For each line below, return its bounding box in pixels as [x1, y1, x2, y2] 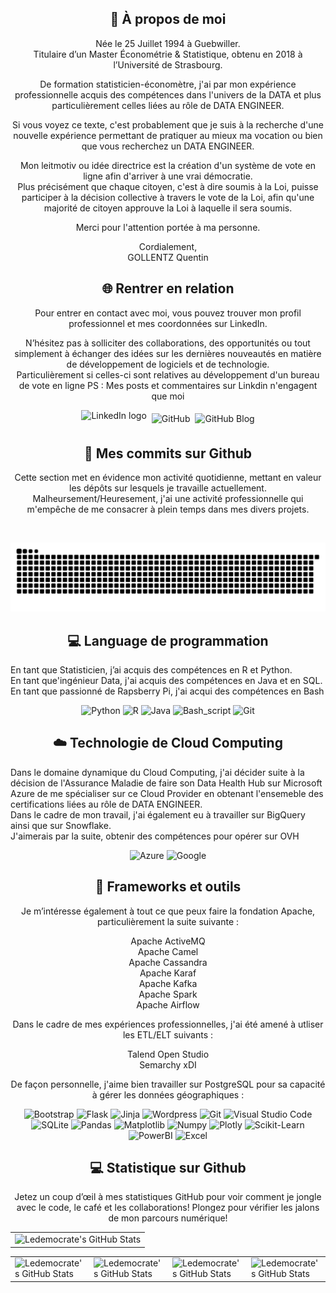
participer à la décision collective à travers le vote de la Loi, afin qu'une [21, 191, 315, 203]
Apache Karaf [139, 967, 197, 979]
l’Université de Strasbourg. [113, 58, 223, 71]
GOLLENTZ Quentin [127, 251, 209, 263]
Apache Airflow [136, 998, 200, 1011]
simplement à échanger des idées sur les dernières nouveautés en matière [14, 347, 322, 359]
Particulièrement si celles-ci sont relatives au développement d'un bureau [16, 368, 320, 381]
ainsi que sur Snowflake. [10, 819, 112, 831]
